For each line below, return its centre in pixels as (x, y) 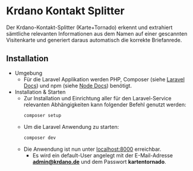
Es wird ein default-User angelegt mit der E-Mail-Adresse (103, 155)
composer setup (42, 115)
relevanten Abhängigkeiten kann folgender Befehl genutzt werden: (105, 104)
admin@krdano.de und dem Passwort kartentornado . (99, 161)
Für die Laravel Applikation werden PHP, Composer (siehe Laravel (104, 79)
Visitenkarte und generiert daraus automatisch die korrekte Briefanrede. (94, 40)
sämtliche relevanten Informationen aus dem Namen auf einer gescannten (97, 33)
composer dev (40, 138)
